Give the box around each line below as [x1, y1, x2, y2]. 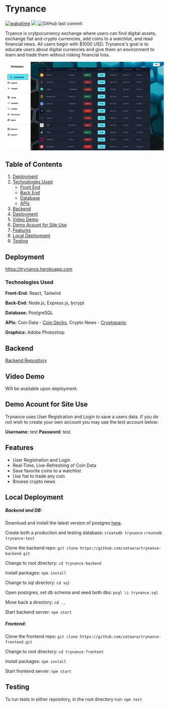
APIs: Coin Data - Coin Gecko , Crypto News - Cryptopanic [5, 320, 127, 326]
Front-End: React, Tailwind [5, 290, 61, 296]
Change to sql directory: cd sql [5, 580, 70, 586]
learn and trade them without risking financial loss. [5, 52, 110, 58]
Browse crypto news [12, 478, 55, 484]
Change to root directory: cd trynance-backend [5, 560, 102, 566]
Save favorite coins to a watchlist [12, 467, 81, 473]
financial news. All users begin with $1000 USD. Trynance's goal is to [5, 41, 149, 47]
